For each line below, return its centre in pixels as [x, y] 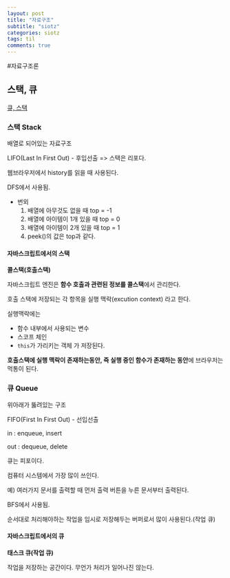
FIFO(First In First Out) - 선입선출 [53, 419]
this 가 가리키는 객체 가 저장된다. [61, 345]
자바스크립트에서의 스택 [39, 253]
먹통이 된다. [23, 369]
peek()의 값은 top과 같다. [61, 236]
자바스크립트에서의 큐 [36, 536]
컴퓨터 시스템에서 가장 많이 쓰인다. [53, 475]
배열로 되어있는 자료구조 [40, 143]
